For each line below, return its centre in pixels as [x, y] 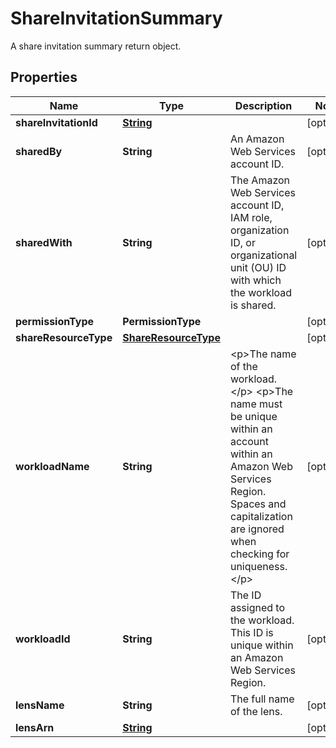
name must [256, 404]
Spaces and [258, 504]
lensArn [35, 727]
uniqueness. [258, 566]
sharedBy [39, 151]
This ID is [251, 632]
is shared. [253, 305]
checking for [259, 554]
